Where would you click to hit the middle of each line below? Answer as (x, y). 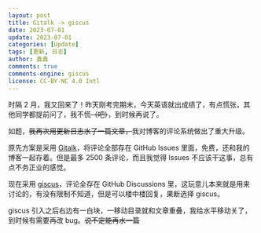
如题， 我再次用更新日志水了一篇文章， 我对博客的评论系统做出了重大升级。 (129, 131)
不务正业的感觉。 (42, 167)
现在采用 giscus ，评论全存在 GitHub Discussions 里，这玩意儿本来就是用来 (129, 184)
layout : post (29, 15)
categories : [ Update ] (44, 45)
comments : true (33, 67)
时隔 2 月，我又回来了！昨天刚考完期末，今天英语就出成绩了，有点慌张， (126, 104)
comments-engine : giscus (49, 74)
